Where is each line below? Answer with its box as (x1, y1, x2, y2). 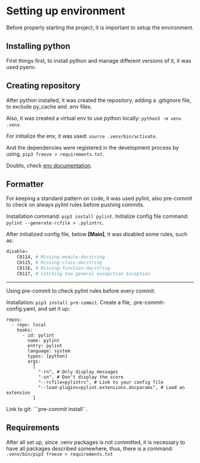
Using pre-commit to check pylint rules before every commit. (6, 287, 156, 294)
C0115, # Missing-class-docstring (17, 260, 102, 266)
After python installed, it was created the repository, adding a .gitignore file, (6, 97, 192, 104)
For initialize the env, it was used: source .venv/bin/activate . (6, 132, 157, 140)
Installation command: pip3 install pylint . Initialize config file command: (6, 213, 189, 220)
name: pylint (27, 337, 60, 344)
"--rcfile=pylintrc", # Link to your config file (37, 379, 164, 385)
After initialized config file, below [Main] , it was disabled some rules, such (6, 231, 187, 238)
